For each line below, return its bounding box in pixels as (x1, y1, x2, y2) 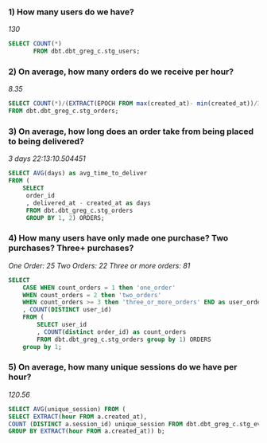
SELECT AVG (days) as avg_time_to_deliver (8, 170, 148, 178)
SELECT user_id (37, 321, 87, 329)
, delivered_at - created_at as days (25, 198, 151, 207)
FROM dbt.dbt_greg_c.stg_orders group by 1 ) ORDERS (37, 335, 212, 343)
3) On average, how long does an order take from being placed (8, 126, 254, 137)
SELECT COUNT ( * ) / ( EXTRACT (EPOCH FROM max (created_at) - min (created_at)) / (8, 100, 258, 108)
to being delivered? (8, 136, 85, 147)
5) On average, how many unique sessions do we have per (8, 362, 238, 373)
